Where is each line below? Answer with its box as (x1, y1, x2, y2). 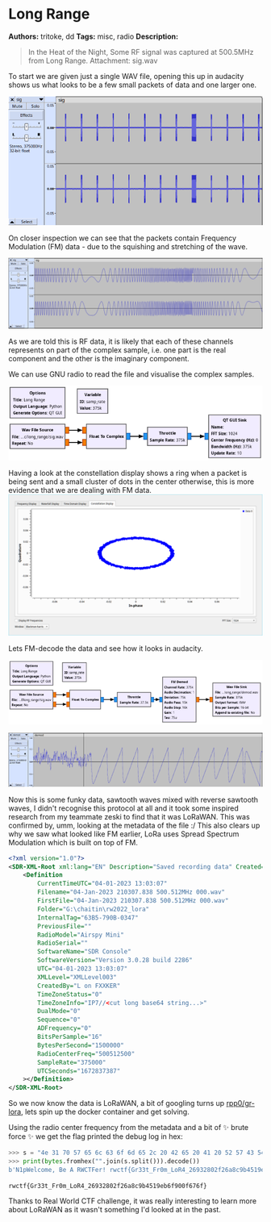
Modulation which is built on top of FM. (8, 837, 139, 847)
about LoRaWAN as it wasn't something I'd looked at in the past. (8, 1204, 222, 1214)
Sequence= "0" (37, 1016, 81, 1024)
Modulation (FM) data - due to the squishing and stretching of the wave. (8, 242, 248, 252)
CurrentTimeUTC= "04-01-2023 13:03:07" (37, 880, 168, 888)
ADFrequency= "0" (37, 1024, 92, 1032)
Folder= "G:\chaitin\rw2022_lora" (37, 905, 150, 913)
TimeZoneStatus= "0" (37, 990, 103, 999)
